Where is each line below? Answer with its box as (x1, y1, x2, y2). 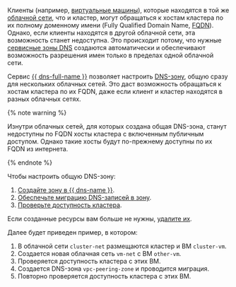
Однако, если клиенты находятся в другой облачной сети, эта (7, 28, 196, 37)
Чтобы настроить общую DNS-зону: (7, 172, 116, 180)
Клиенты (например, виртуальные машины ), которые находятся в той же (7, 6, 230, 14)
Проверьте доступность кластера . (17, 201, 122, 209)
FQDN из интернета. (7, 145, 69, 153)
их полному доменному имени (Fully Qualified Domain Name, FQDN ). (7, 21, 214, 29)
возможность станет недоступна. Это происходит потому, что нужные (7, 36, 222, 45)
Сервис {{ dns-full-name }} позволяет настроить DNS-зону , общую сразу (7, 72, 228, 81)
